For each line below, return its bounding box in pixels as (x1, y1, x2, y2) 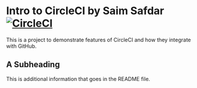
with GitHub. (6, 43, 37, 50)
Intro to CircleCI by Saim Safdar (6, 4, 165, 18)
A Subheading (6, 60, 60, 70)
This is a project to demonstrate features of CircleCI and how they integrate (6, 36, 192, 43)
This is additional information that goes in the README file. (6, 75, 151, 82)
